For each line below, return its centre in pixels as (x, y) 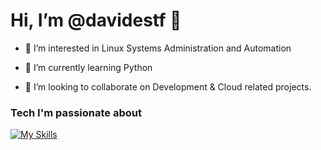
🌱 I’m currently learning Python (88, 67)
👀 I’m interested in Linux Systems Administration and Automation (158, 48)
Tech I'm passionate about (76, 112)
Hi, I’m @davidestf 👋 (96, 20)
